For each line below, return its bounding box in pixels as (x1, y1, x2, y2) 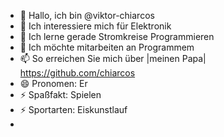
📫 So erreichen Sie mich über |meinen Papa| (19, 53, 207, 64)
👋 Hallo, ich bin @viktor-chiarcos (19, 10, 155, 21)
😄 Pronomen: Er (19, 78, 88, 89)
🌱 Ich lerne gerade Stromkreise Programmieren (19, 31, 215, 42)
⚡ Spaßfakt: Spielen (19, 89, 102, 100)
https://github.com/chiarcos (19, 67, 136, 79)
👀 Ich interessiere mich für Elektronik (19, 20, 172, 32)
